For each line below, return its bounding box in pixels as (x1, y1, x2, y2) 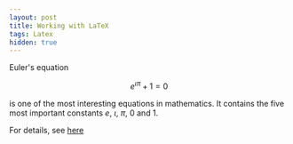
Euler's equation (9, 62, 69, 73)
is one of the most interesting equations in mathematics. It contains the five (9, 98, 285, 108)
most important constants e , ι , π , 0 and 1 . (9, 108, 159, 118)
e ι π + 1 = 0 (130, 79, 169, 92)
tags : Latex (9, 29, 53, 38)
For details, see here (9, 124, 84, 135)
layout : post (9, 12, 58, 22)
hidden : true (9, 37, 58, 47)
